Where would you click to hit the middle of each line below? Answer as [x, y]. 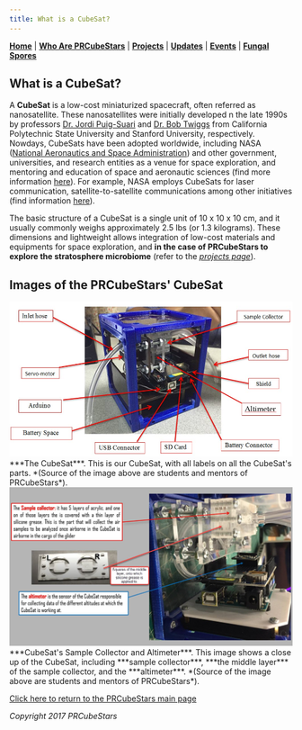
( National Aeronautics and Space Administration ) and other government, [143, 153]
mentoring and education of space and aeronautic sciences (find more [140, 172]
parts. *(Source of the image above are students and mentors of [129, 473]
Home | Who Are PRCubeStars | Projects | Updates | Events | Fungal [139, 46]
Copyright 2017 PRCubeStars [63, 716]
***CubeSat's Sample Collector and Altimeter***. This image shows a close [151, 652]
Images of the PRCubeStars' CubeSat [116, 285]
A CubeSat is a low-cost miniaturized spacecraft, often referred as [133, 105]
